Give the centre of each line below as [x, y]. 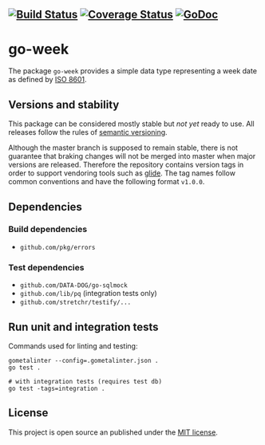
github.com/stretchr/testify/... [75, 303]
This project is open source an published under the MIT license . [113, 432]
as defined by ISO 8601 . [47, 80]
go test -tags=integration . [57, 388]
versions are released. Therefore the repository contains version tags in [126, 165]
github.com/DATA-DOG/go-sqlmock [73, 286]
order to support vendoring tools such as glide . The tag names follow [122, 173]
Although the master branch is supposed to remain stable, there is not [123, 148]
